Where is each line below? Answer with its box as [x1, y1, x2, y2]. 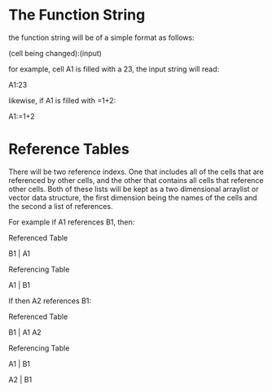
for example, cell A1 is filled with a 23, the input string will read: [8, 63, 220, 74]
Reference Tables [8, 140, 130, 159]
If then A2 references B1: [8, 295, 92, 306]
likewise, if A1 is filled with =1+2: [8, 95, 116, 105]
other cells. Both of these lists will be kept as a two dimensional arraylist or [8, 184, 259, 194]
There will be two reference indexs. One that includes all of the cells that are [8, 167, 265, 176]
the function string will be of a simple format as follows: [8, 33, 195, 42]
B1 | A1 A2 [8, 327, 42, 337]
